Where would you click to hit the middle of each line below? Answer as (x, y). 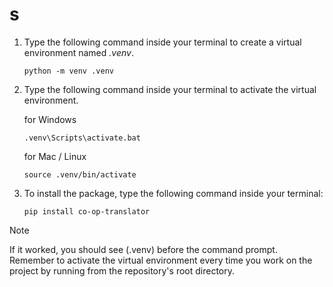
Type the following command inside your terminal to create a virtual (162, 42)
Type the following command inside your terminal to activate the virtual (170, 89)
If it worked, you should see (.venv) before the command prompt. (143, 249)
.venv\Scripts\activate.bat (82, 138)
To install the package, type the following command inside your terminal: (173, 193)
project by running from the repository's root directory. (122, 270)
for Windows (50, 119)
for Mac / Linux (55, 156)
